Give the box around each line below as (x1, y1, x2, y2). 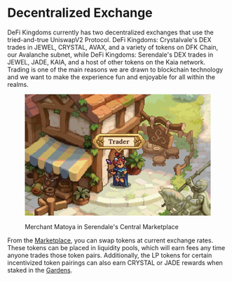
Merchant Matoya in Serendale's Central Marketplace (25, 222, 179, 231)
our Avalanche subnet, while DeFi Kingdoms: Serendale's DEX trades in (7, 50, 214, 59)
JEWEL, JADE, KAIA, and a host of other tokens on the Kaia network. (7, 57, 205, 66)
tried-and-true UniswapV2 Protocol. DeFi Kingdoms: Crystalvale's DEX (7, 35, 212, 43)
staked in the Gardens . (7, 266, 73, 274)
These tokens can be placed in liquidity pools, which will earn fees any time (7, 243, 226, 252)
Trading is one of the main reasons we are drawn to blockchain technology (7, 65, 224, 74)
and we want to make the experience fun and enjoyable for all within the (7, 72, 216, 81)
